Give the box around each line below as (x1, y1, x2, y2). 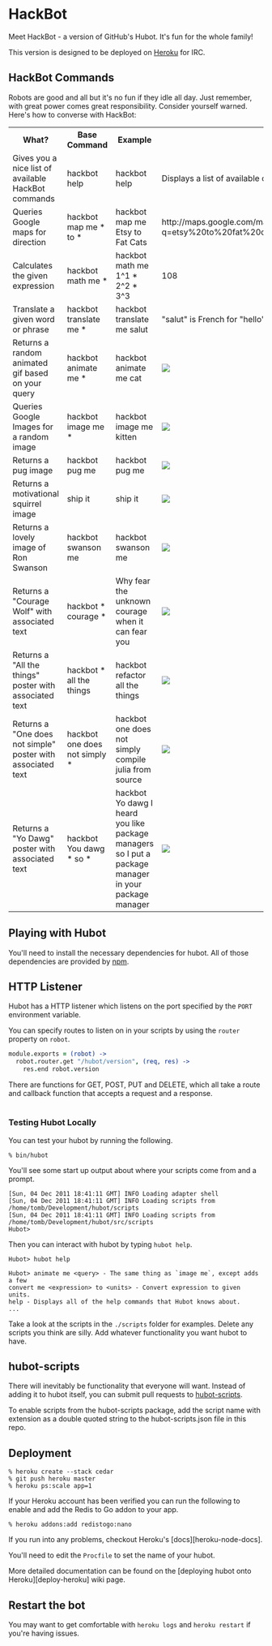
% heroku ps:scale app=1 (8, 1482, 92, 1490)
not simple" (12, 738, 57, 750)
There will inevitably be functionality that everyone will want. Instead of (8, 1381, 246, 1391)
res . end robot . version (23, 1065, 100, 1073)
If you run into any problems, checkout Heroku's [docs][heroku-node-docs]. (8, 1535, 263, 1545)
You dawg (66, 843, 105, 854)
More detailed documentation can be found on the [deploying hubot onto (8, 1566, 252, 1576)
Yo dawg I (115, 797, 154, 808)
